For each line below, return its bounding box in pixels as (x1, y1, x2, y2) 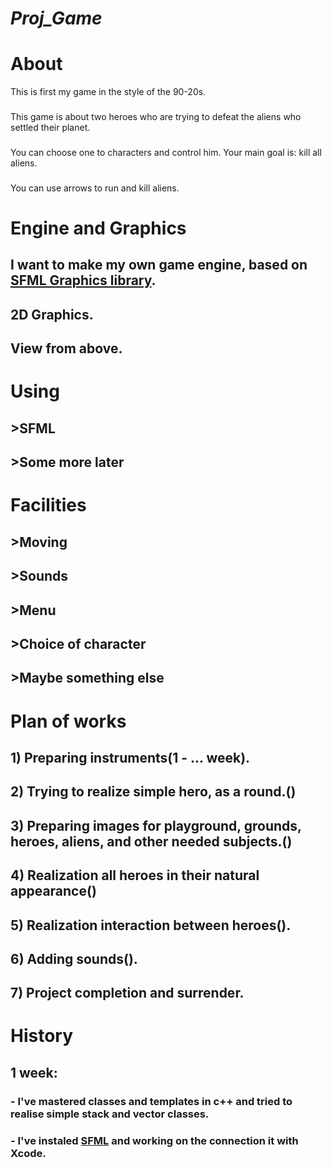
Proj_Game (10, 7, 103, 30)
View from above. (10, 340, 123, 357)
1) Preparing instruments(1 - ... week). (10, 749, 251, 766)
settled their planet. (10, 122, 91, 134)
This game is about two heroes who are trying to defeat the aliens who (10, 111, 302, 123)
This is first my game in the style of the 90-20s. (10, 86, 207, 98)
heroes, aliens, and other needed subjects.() (10, 833, 293, 850)
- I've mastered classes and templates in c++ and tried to (10, 1094, 293, 1108)
